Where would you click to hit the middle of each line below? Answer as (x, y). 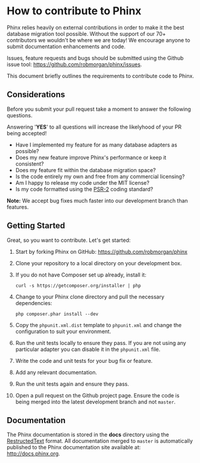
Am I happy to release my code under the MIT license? (82, 182)
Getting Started (36, 226)
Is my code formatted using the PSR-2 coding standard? (84, 189)
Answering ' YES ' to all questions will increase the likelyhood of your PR (94, 127)
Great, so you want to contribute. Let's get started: (69, 240)
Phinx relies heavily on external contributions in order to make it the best (96, 27)
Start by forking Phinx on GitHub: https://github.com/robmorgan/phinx (101, 251)
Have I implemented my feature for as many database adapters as (96, 145)
